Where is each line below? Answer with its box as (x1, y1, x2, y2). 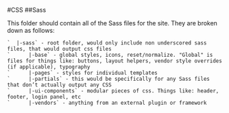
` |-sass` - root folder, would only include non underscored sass (7, 40, 207, 47)
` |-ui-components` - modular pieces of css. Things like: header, (7, 88, 219, 95)
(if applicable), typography (7, 64, 91, 71)
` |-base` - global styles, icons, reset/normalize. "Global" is (7, 51, 213, 58)
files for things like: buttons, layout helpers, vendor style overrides (7, 58, 223, 64)
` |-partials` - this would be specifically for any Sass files (7, 75, 210, 82)
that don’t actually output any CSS (7, 81, 112, 88)
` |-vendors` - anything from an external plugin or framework (7, 99, 207, 106)
